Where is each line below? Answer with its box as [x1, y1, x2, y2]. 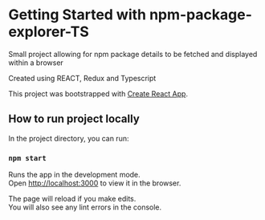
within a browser [8, 58, 64, 67]
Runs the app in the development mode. [8, 170, 141, 180]
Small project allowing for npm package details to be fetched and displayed [8, 49, 258, 59]
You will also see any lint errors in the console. [8, 202, 162, 212]
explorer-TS [8, 22, 90, 41]
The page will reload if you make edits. [8, 194, 137, 204]
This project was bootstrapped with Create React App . [8, 88, 189, 98]
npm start [8, 153, 47, 162]
